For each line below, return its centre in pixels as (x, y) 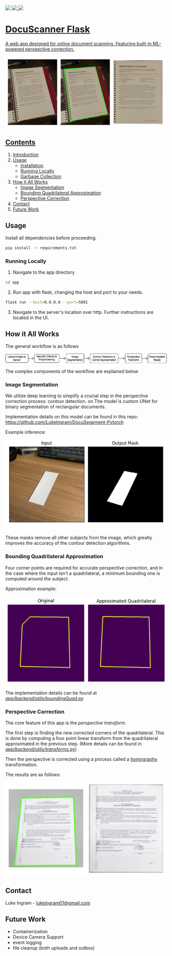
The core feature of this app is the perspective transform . (66, 722)
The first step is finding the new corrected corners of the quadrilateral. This (85, 733)
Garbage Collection (41, 176)
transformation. (21, 765)
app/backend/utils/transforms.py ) (41, 749)
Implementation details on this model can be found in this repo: (72, 416)
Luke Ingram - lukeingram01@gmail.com (48, 903)
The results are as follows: (33, 774)
